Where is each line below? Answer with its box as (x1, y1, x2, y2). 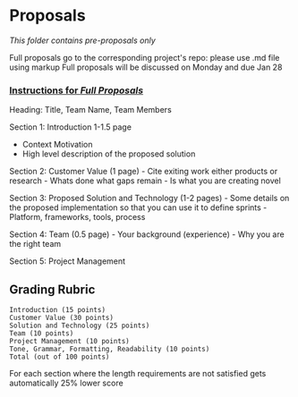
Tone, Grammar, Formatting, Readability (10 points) (9, 345, 210, 354)
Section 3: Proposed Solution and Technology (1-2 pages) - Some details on (9, 193, 290, 204)
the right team (9, 239, 62, 249)
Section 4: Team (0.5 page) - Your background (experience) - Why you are (9, 229, 285, 240)
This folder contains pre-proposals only (9, 35, 157, 46)
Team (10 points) (9, 329, 74, 338)
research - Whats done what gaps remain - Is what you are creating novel (9, 175, 282, 186)
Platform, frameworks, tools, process (9, 212, 146, 223)
